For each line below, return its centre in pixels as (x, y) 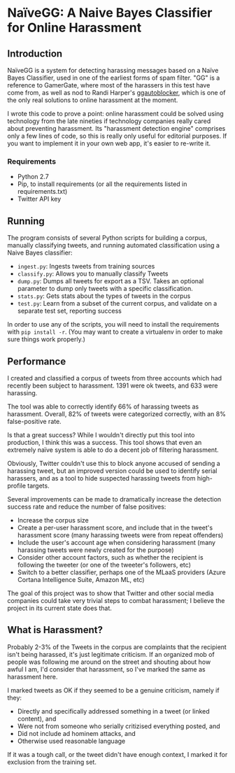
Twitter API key (39, 199)
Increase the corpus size (53, 520)
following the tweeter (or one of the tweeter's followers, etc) (104, 565)
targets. (39, 485)
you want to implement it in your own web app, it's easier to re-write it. (109, 143)
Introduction (35, 54)
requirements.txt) (42, 192)
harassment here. (33, 676)
